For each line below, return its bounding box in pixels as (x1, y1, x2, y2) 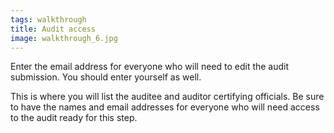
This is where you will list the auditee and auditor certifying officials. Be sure (10, 91, 325, 103)
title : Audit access (10, 24, 97, 34)
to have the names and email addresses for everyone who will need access (10, 101, 320, 113)
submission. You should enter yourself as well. (10, 71, 202, 83)
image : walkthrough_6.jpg (10, 33, 118, 43)
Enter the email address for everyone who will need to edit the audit (10, 61, 290, 73)
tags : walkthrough (10, 14, 87, 25)
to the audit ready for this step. (10, 112, 138, 124)
